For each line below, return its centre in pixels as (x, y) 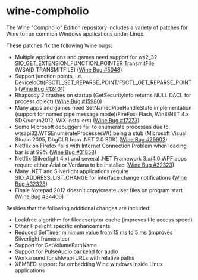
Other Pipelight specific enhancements (62, 226)
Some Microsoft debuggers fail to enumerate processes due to (92, 127)
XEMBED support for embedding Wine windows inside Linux (89, 264)
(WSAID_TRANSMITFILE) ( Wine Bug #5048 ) (68, 69)
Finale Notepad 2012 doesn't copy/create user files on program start (99, 190)
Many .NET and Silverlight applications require (72, 171)
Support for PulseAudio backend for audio (66, 251)
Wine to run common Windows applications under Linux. (76, 33)
